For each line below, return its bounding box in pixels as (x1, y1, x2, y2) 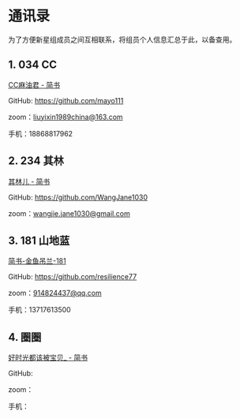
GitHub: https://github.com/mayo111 (8, 95, 124, 105)
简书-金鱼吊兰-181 (8, 256, 66, 266)
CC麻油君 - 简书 (8, 80, 61, 89)
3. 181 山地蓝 (8, 233, 70, 247)
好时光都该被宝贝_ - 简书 (8, 353, 88, 363)
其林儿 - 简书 (8, 177, 51, 186)
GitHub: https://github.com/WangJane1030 (8, 192, 148, 202)
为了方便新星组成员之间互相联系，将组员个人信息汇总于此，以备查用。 (8, 35, 237, 44)
